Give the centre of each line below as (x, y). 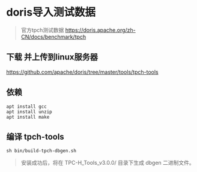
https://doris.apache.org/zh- (101, 30)
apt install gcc (26, 106)
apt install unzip (29, 111)
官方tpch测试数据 (42, 30)
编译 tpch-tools (35, 136)
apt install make (28, 117)
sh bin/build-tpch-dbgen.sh (41, 151)
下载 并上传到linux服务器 (52, 57)
